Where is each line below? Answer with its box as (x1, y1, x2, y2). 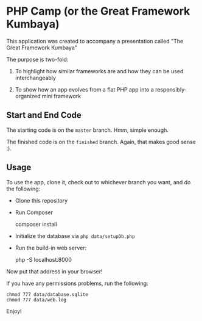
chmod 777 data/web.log (6, 297, 67, 303)
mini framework (41, 92, 82, 99)
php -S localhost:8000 (15, 256, 72, 263)
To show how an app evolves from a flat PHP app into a (15, 85, 154, 93)
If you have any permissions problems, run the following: (6, 280, 148, 287)
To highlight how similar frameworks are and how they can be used (15, 67, 184, 74)
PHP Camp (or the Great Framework (6, 4, 190, 18)
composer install (15, 220, 57, 228)
